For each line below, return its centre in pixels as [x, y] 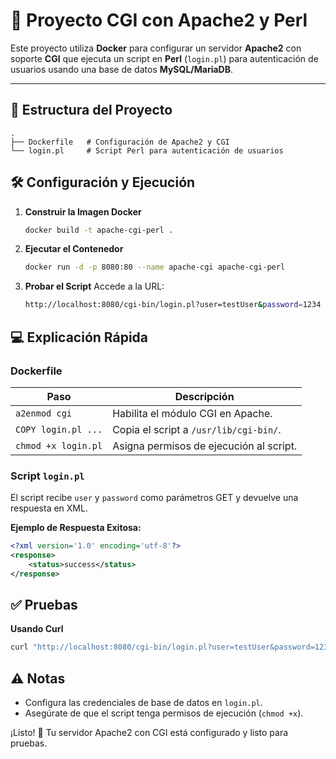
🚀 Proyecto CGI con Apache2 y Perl [159, 20]
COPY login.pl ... [59, 429]
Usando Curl [37, 629]
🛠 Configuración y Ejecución [103, 182]
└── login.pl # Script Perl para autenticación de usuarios [147, 150]
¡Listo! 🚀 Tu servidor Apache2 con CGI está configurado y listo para [149, 733]
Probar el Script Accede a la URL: [94, 286]
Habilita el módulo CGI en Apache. [192, 413]
